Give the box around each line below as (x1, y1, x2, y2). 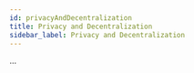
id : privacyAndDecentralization (9, 13, 132, 23)
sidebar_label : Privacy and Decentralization (9, 30, 185, 39)
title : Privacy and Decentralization (9, 22, 153, 31)
